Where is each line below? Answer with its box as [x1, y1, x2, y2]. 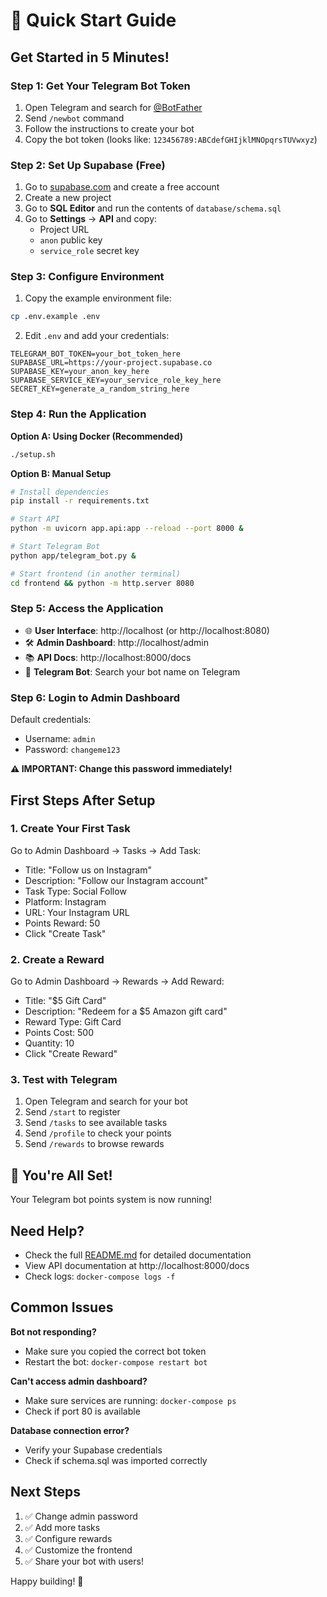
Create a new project [24, 192, 112, 204]
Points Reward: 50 [24, 917, 101, 929]
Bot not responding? [10, 1325, 97, 1338]
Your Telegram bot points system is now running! [10, 1194, 213, 1206]
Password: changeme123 [24, 744, 121, 756]
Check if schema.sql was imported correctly [24, 1454, 208, 1466]
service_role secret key [39, 245, 140, 257]
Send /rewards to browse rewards [24, 1138, 165, 1150]
